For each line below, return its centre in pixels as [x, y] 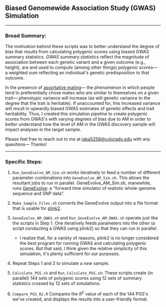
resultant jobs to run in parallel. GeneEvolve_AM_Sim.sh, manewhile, [82, 183]
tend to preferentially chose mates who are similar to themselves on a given [82, 93]
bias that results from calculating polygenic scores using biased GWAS [77, 52]
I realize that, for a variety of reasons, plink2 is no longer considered [89, 238]
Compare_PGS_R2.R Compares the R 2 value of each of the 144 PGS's [80, 294]
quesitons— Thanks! [26, 144]
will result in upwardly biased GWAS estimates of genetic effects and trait [80, 109]
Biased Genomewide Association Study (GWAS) [81, 8]
